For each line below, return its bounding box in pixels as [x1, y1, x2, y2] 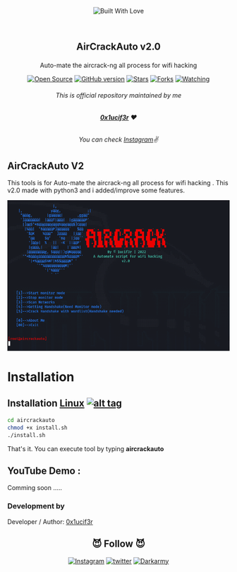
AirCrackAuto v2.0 [76, 41, 161, 53]
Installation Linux [7, 397, 85, 409]
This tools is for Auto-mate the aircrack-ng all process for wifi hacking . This [7, 179, 229, 187]
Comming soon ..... [7, 484, 62, 492]
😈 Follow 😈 [91, 538, 146, 550]
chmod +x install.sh [7, 424, 68, 431]
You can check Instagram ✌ [78, 135, 159, 144]
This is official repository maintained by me [55, 91, 182, 99]
